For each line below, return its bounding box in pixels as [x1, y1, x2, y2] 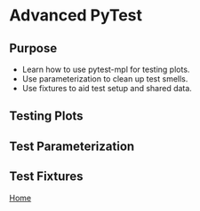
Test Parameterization [9, 138, 135, 153]
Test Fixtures [9, 169, 84, 184]
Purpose [9, 41, 58, 56]
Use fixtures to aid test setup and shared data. [21, 83, 193, 93]
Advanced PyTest [9, 5, 143, 26]
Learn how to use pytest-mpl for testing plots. [21, 64, 190, 74]
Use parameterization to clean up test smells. [21, 74, 188, 84]
